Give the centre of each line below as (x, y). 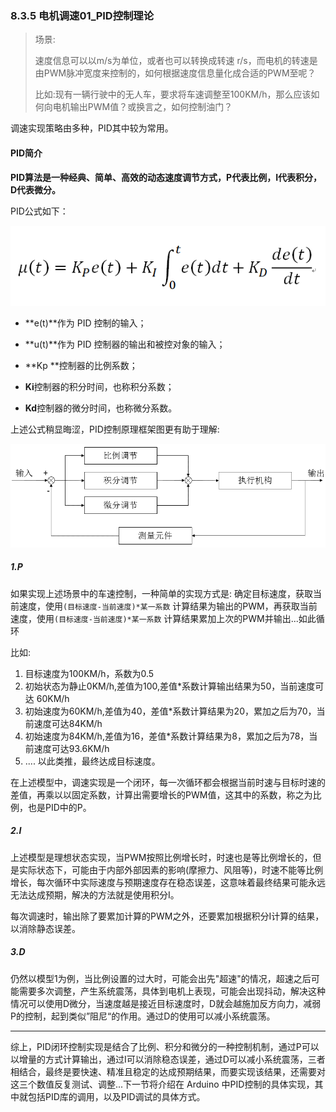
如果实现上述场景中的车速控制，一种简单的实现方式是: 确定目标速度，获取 (161, 593)
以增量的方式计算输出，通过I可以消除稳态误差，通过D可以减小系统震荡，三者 (168, 1059)
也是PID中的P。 (59, 807)
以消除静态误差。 (45, 928)
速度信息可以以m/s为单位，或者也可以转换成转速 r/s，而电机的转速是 (176, 61)
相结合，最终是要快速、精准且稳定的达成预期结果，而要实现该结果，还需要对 (168, 1071)
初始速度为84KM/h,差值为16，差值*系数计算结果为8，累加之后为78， (167, 736)
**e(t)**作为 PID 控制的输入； (85, 323)
